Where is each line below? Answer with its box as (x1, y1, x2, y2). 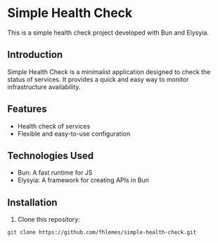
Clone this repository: (17, 215, 80, 224)
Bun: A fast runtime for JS (17, 168, 93, 177)
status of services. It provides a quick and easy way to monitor (7, 75, 189, 83)
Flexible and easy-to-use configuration (17, 129, 131, 138)
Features (7, 103, 47, 115)
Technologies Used (7, 150, 94, 162)
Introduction (7, 49, 63, 61)
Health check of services (17, 121, 91, 130)
